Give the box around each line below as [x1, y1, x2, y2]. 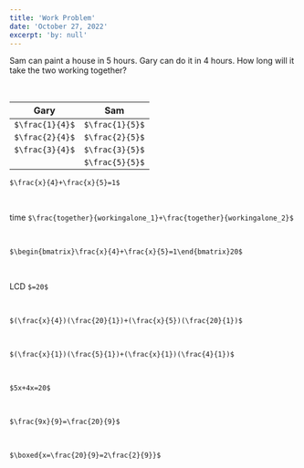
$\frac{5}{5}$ [83, 157, 145, 168]
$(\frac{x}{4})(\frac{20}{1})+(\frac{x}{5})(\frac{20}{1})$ [9, 317, 244, 326]
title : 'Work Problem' [9, 13, 96, 23]
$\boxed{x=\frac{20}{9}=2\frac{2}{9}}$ [9, 451, 162, 461]
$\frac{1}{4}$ [14, 120, 76, 130]
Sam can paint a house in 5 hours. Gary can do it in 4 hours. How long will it [9, 56, 295, 67]
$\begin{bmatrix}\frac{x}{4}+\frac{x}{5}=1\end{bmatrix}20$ [9, 247, 244, 256]
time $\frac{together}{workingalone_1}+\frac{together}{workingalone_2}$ [9, 212, 294, 224]
